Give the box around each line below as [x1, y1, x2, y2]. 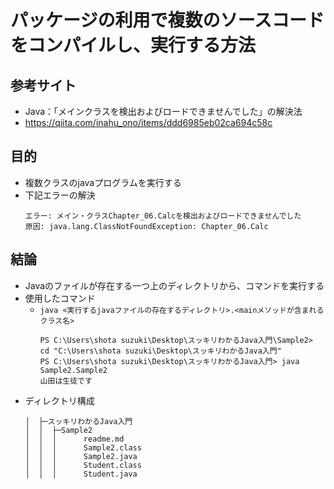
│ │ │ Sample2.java [24, 451, 138, 461]
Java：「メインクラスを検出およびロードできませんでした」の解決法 [24, 106, 303, 117]
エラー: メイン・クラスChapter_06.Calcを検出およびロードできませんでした [24, 211, 302, 221]
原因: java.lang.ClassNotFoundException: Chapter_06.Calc [24, 221, 269, 231]
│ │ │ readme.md [24, 434, 125, 444]
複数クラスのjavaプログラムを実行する [24, 176, 182, 188]
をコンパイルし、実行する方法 [10, 34, 257, 57]
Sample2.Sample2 [39, 365, 108, 375]
